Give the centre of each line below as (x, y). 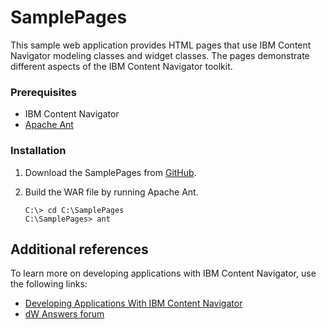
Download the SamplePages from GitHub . (110, 172)
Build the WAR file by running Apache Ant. (111, 192)
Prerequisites (43, 92)
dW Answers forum (64, 314)
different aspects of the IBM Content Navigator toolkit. (121, 66)
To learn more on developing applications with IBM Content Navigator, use (163, 273)
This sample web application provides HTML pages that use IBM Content (161, 45)
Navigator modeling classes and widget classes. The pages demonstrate (160, 55)
